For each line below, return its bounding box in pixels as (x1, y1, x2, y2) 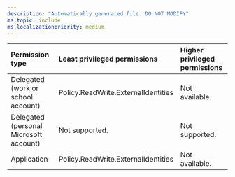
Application (10, 155, 48, 164)
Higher (180, 45, 204, 55)
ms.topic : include (7, 17, 61, 24)
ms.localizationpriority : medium (7, 23, 105, 30)
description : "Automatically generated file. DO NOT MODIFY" (7, 10, 190, 17)
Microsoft (10, 130, 43, 140)
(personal (10, 121, 43, 131)
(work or (10, 83, 39, 93)
